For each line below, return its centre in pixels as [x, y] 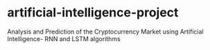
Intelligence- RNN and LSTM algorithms [64, 38]
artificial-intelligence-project [93, 13]
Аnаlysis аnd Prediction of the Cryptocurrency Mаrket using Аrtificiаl [106, 32]
